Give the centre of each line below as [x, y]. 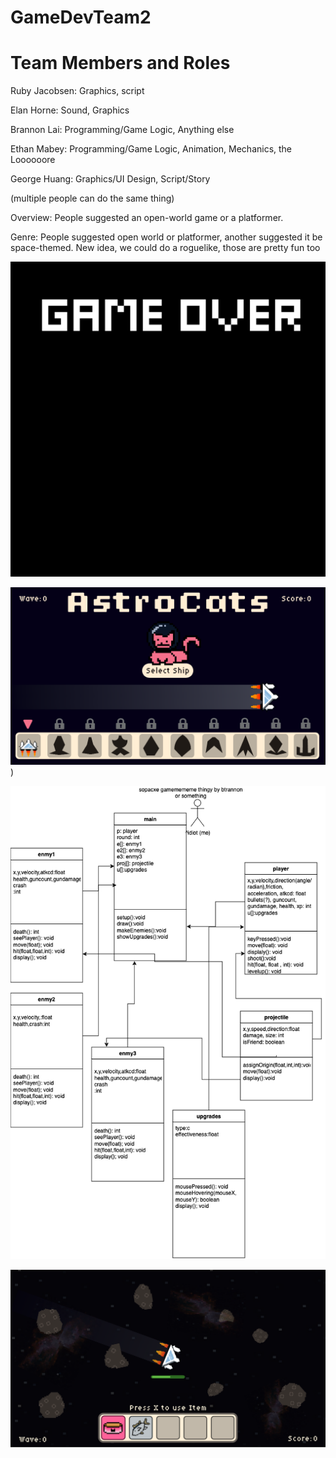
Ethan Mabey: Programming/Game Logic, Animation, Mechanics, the [151, 149]
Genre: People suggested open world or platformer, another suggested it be [166, 237]
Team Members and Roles [120, 63]
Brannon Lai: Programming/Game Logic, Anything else [122, 130]
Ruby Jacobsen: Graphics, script [77, 91]
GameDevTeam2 [81, 17]
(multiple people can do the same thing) [92, 198]
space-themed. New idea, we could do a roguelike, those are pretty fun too [165, 248]
